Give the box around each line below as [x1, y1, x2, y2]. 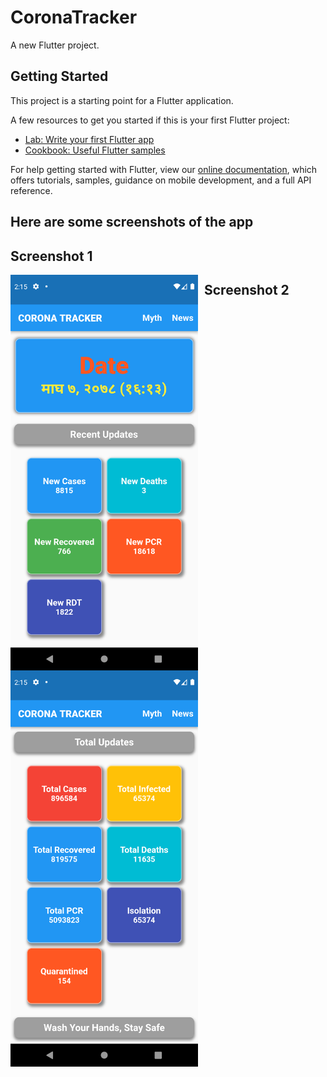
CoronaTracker [10, 6, 138, 29]
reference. [10, 184, 53, 196]
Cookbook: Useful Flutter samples [24, 144, 166, 156]
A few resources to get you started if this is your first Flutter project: [10, 114, 290, 126]
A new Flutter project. [10, 39, 100, 51]
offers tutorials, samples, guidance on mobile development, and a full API [10, 174, 312, 186]
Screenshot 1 [10, 247, 93, 265]
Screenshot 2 [204, 281, 290, 298]
